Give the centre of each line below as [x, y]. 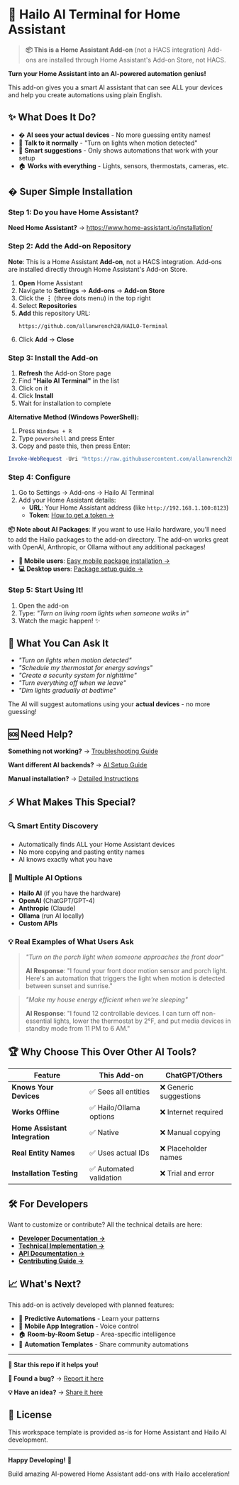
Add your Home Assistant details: [67, 500]
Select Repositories [48, 305]
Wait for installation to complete [65, 403]
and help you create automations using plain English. [85, 94]
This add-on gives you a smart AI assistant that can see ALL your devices [116, 87]
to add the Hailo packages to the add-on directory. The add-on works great [118, 539]
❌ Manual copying [190, 1133]
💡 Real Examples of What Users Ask [71, 942]
